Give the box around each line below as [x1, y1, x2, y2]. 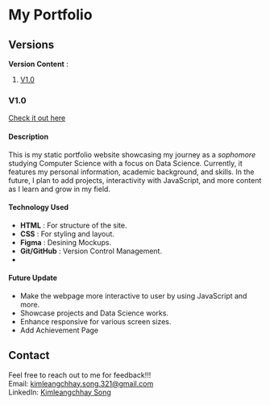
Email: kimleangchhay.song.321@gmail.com [8, 378, 154, 388]
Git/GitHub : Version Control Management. [19, 246, 163, 256]
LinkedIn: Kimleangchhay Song [8, 387, 111, 397]
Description [8, 132, 49, 141]
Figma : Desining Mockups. [19, 237, 111, 247]
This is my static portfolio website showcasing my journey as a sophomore [8, 149, 256, 159]
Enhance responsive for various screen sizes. [19, 316, 172, 326]
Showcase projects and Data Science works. [19, 308, 169, 318]
